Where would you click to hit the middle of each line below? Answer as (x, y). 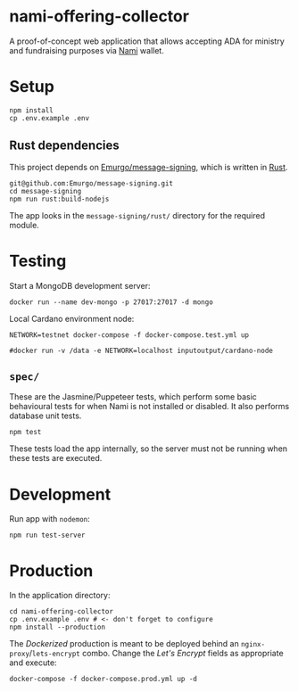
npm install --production (57, 627)
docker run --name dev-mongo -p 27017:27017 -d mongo (112, 302)
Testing (38, 261)
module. (25, 225)
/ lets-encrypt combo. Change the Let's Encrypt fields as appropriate (156, 654)
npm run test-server (48, 535)
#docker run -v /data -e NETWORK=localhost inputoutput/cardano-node (141, 350)
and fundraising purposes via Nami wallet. (87, 50)
